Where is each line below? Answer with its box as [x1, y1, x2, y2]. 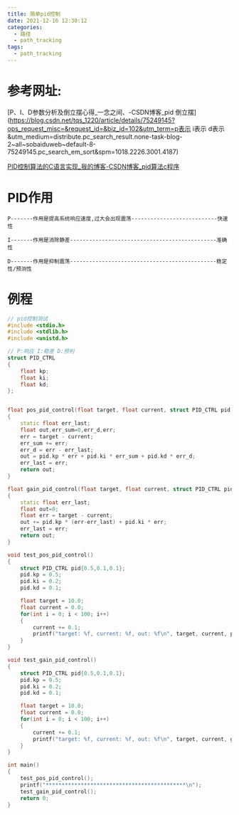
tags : [7, 43, 23, 51]
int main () [7, 762, 40, 769]
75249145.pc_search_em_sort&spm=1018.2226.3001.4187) [7, 147, 179, 156]
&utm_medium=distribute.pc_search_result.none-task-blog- [7, 132, 183, 141]
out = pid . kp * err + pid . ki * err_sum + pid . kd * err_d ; [20, 453, 196, 460]
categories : [7, 23, 43, 31]
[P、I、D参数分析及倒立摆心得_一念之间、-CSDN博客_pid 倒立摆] [7, 107, 197, 116]
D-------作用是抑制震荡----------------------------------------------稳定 [7, 258, 228, 265]
